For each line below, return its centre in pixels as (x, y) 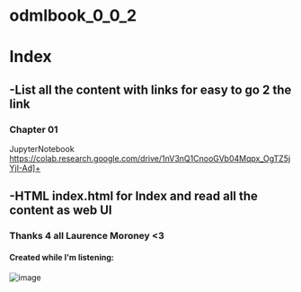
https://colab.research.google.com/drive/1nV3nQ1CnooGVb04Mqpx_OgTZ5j (150, 159)
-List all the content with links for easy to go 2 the (150, 89)
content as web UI (61, 211)
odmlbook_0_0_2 (73, 16)
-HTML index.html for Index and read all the (134, 196)
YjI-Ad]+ (25, 168)
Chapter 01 (34, 129)
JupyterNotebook (42, 149)
